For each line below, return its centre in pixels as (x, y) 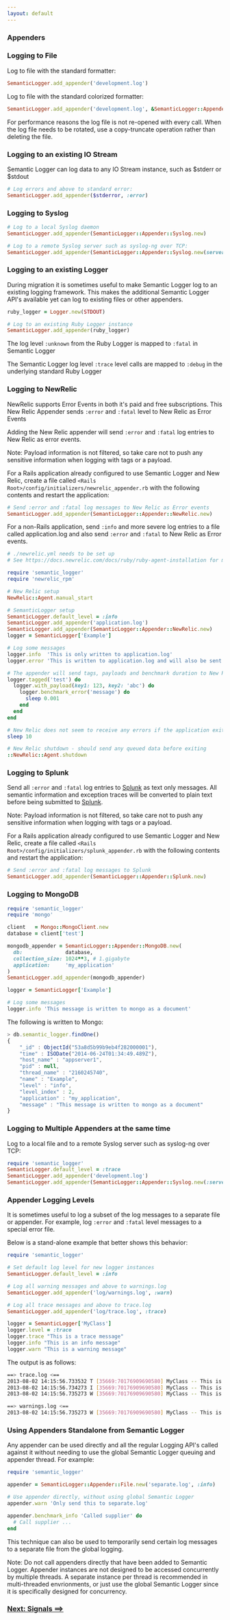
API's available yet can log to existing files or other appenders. (95, 299)
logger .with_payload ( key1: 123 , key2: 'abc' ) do (84, 686)
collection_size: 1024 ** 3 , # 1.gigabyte (72, 959)
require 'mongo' (30, 915)
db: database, (53, 952)
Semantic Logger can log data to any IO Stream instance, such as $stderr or (114, 169)
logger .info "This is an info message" (64, 1343)
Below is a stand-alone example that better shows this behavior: (98, 1243)
